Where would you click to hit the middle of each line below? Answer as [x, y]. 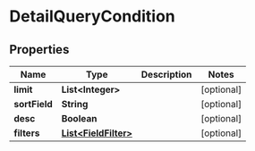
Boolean [79, 118]
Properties [39, 50]
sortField [34, 104]
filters [27, 133]
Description [166, 75]
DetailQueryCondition [93, 17]
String [75, 104]
